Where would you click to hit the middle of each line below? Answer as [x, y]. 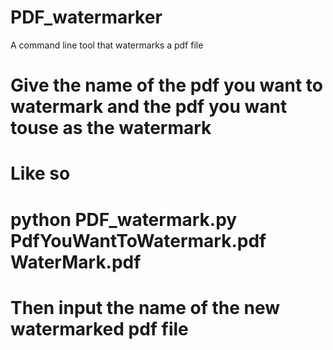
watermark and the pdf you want [149, 107]
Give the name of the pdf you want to [166, 85]
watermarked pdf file [99, 328]
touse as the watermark [111, 128]
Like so [40, 173]
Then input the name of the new [145, 307]
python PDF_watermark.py [124, 219]
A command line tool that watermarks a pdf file [107, 45]
